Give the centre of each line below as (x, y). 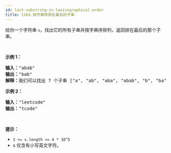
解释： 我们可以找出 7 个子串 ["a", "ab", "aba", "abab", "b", (79, 80)
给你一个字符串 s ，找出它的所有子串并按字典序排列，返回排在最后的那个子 (83, 30)
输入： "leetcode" (26, 102)
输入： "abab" (20, 68)
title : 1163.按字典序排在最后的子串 (40, 15)
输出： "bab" (19, 74)
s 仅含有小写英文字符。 (37, 145)
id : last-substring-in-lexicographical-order (54, 10)
